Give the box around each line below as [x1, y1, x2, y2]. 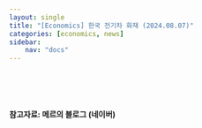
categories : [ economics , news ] [9, 29, 124, 38]
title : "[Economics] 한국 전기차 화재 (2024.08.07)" [9, 21, 194, 30]
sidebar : [9, 37, 41, 47]
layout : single [9, 12, 65, 22]
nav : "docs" [25, 46, 69, 55]
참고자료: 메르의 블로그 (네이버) [9, 109, 116, 120]
